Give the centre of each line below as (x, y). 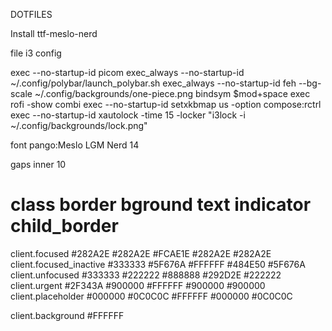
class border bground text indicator (161, 205)
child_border (64, 226)
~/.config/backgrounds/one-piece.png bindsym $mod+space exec (172, 93)
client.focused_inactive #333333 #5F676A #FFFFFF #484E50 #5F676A (158, 264)
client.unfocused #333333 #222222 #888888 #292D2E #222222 (146, 275)
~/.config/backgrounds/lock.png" (79, 125)
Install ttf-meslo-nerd (54, 33)
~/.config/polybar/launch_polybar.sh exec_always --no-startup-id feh (153, 83)
